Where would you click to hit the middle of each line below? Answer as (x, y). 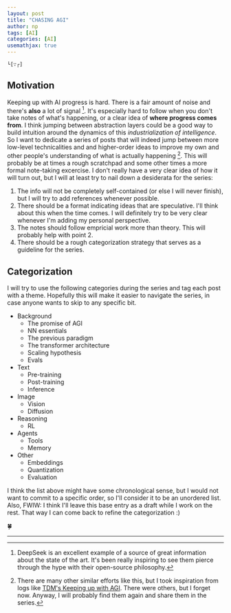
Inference (41, 389)
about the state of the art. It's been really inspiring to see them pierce (115, 560)
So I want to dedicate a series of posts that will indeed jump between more (113, 140)
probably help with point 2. (55, 235)
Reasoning (32, 419)
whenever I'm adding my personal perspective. (84, 221)
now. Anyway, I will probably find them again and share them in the (112, 595)
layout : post (26, 13)
